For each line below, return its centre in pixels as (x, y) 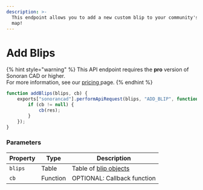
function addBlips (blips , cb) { (47, 93)
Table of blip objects (101, 168)
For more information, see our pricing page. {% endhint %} (79, 83)
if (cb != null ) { (51, 105)
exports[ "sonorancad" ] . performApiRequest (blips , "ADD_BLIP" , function (108, 99)
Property (22, 158)
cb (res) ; (50, 110)
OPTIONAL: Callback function (114, 178)
